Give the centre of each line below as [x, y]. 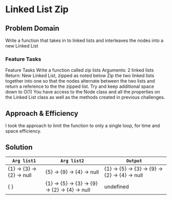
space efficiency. [24, 131]
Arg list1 [24, 161]
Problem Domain [33, 28]
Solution [19, 147]
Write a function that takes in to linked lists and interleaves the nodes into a [84, 40]
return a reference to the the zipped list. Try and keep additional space [80, 86]
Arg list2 [72, 161]
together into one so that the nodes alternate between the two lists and [80, 81]
